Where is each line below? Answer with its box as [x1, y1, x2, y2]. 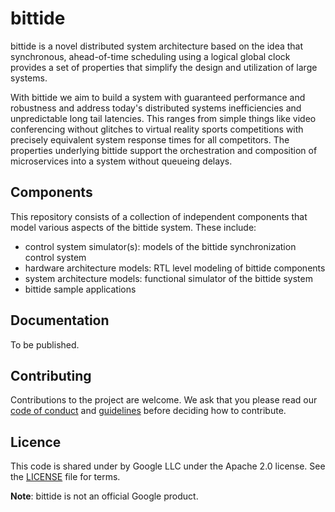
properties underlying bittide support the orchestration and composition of [10, 144, 318, 156]
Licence [10, 433, 62, 451]
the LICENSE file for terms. [10, 471, 121, 483]
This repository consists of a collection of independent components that [10, 210, 308, 222]
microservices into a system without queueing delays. [10, 155, 233, 167]
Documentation [10, 312, 110, 329]
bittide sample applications [24, 283, 137, 295]
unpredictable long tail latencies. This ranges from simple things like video [10, 112, 317, 124]
